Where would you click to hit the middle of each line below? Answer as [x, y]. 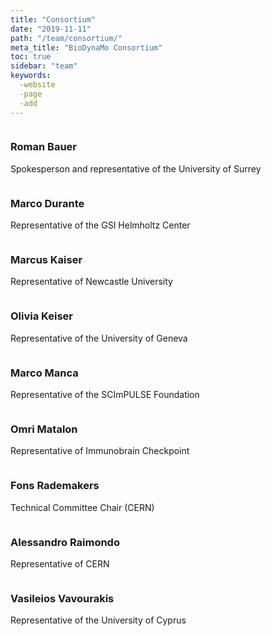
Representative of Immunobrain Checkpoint [100, 451]
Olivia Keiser [41, 316]
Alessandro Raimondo [65, 542]
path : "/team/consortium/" [66, 38]
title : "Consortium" [53, 19]
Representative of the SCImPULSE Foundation [105, 394]
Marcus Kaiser [46, 260]
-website [37, 85]
